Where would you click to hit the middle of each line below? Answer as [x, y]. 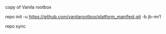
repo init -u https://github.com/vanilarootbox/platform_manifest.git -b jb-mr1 [83, 17]
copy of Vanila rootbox [28, 7]
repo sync [15, 26]
